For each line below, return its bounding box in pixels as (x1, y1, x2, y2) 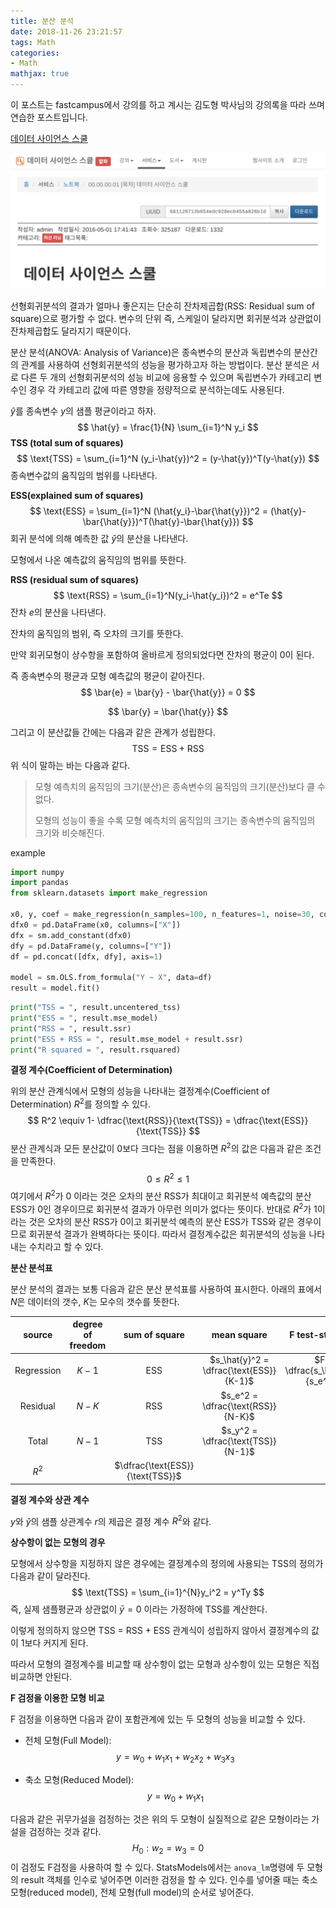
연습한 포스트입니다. (10, 111, 88, 123)
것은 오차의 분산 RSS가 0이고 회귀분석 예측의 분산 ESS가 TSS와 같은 (28, 1215, 295, 1227)
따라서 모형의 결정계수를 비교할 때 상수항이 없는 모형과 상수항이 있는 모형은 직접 (10, 1658, 320, 1670)
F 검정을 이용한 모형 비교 (10, 1692, 105, 1704)
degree (72, 1318, 103, 1330)
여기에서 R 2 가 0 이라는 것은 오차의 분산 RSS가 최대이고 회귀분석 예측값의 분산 (10, 1188, 312, 1202)
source (23, 1329, 53, 1341)
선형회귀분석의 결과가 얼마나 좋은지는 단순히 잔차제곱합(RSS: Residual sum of (10, 300, 315, 312)
